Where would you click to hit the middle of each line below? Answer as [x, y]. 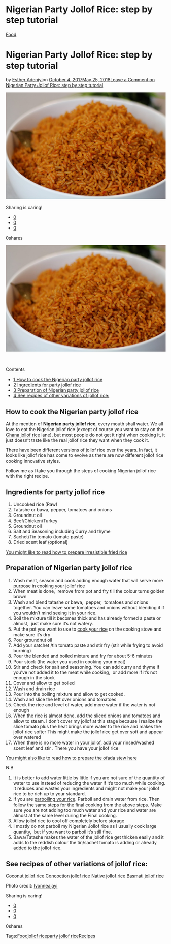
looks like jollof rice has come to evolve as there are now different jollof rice [85, 455]
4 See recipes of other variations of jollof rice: [61, 396]
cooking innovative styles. [33, 461]
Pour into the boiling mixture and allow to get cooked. [69, 694]
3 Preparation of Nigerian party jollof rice [56, 390]
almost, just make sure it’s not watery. [53, 623]
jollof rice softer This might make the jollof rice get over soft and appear [88, 732]
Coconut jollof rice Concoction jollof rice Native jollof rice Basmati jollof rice [85, 876]
